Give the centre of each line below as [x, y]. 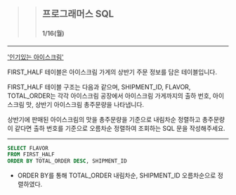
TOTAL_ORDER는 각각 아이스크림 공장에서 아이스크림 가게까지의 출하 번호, [109, 96]
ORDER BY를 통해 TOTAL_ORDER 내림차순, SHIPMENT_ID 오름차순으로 [117, 175]
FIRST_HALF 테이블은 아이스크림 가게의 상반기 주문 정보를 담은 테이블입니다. [112, 72]
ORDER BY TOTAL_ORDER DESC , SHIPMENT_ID [67, 161]
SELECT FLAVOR [28, 148]
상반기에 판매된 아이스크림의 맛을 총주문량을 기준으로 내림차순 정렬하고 [104, 119]
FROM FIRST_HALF [31, 155]
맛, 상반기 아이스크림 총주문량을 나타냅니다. [85, 104]
